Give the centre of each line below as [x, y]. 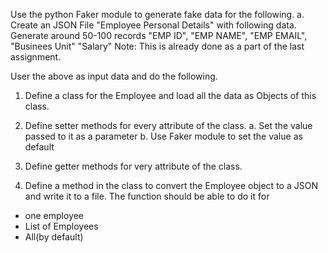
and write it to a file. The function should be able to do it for [147, 196]
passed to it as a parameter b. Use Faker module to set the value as [163, 136]
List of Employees [61, 226]
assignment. [36, 57]
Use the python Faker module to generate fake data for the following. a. [157, 14]
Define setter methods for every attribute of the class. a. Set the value [168, 125]
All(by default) [54, 237]
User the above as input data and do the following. [114, 76]
